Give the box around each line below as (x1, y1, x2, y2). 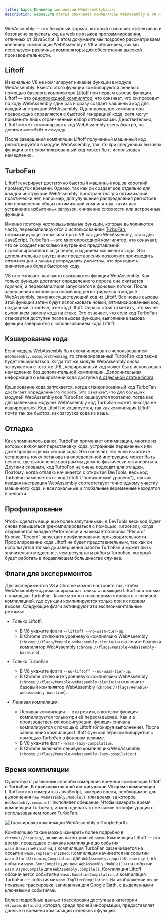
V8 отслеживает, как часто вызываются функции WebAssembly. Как (5, 273, 150, 279)
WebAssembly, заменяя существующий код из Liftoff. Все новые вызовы (5, 294, 159, 300)
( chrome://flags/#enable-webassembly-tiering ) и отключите (19, 679, 144, 685)
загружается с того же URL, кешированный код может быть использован (5, 363, 161, 370)
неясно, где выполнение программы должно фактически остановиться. (5, 459, 159, 464)
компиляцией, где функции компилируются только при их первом (5, 598, 146, 604)
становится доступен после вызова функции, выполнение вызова (5, 315, 145, 321)
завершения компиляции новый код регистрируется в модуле (5, 289, 137, 295)
